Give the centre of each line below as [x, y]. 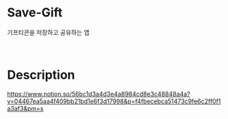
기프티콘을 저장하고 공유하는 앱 [49, 32]
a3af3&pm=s [25, 108]
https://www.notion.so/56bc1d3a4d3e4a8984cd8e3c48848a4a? [99, 94]
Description [41, 75]
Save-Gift [35, 13]
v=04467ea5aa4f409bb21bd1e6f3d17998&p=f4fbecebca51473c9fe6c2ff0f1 [114, 101]
